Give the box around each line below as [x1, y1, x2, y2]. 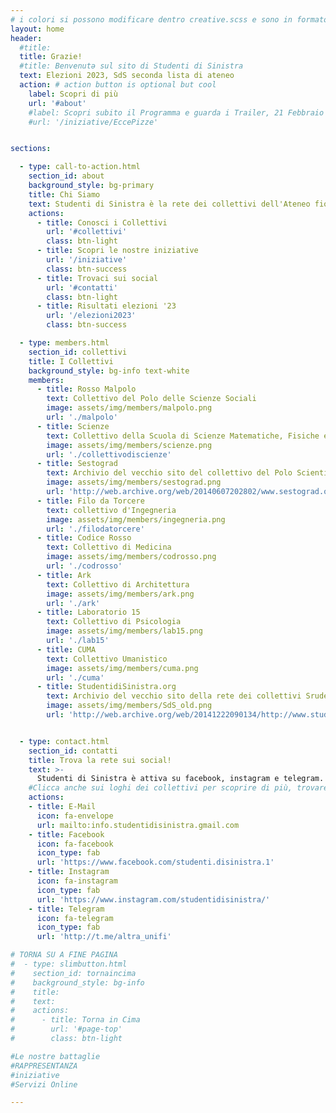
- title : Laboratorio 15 [36, 607, 141, 618]
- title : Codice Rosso [36, 533, 132, 543]
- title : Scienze [36, 421, 110, 431]
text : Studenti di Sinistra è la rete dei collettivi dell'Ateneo [28, 199, 311, 209]
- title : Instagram [28, 867, 110, 877]
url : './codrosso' [46, 561, 123, 571]
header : [10, 33, 43, 43]
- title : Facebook [28, 829, 105, 840]
